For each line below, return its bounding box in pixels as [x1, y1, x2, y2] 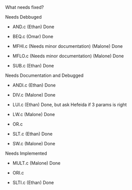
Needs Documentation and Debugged [5, 72, 84, 78]
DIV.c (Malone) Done [12, 92, 56, 98]
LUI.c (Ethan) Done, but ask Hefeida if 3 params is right [12, 102, 127, 108]
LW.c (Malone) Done [12, 112, 55, 117]
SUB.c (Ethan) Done [12, 63, 54, 68]
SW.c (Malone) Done [12, 141, 56, 146]
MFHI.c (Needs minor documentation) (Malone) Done [12, 43, 123, 49]
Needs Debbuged [5, 14, 42, 20]
